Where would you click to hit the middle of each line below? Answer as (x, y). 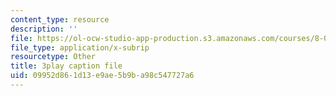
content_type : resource (60, 19)
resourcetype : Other (53, 57)
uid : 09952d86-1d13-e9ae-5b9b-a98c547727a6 (102, 76)
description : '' (44, 29)
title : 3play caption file (66, 66)
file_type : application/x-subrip (80, 47)
